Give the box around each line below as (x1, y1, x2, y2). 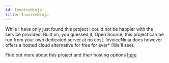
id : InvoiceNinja (5, 7, 42, 13)
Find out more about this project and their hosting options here (5, 51, 137, 58)
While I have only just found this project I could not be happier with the (5, 26, 154, 32)
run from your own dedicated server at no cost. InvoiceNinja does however (5, 36, 162, 43)
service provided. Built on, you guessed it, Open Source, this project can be (5, 31, 164, 37)
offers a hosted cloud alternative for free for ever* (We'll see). (5, 42, 135, 48)
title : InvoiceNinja (5, 12, 49, 17)
